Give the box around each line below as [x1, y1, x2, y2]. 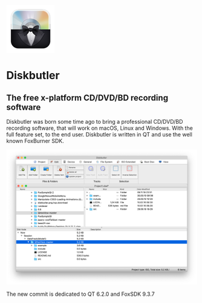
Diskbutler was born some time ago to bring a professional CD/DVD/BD [6, 118, 183, 125]
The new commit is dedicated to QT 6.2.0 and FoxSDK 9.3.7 [6, 290, 155, 298]
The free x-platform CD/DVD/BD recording [6, 92, 168, 103]
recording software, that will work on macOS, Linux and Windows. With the [6, 124, 194, 132]
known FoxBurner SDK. [6, 138, 65, 144]
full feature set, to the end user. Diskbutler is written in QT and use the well [6, 131, 192, 138]
